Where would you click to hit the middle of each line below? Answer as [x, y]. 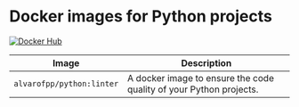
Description [206, 62]
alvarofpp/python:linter [66, 83]
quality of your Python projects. [193, 89]
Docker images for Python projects [141, 16]
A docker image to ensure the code [201, 78]
